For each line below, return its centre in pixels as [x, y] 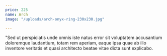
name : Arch [17, 14]
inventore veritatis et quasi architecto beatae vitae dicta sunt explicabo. [79, 48]
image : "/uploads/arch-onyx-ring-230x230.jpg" [55, 19]
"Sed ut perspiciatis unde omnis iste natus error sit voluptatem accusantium [84, 37]
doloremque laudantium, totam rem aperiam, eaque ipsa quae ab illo [76, 43]
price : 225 [17, 10]
